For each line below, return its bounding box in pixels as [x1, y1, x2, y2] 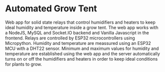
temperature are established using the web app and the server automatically [5, 50, 160, 57]
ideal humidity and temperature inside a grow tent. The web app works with [5, 24, 159, 30]
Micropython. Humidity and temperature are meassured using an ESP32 [5, 40, 151, 46]
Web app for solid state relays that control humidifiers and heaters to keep [5, 19, 156, 25]
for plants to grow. [5, 61, 42, 67]
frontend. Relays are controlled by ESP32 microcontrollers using [5, 35, 135, 41]
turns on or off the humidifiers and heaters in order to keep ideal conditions [5, 56, 158, 62]
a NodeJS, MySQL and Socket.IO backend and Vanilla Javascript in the [5, 30, 149, 36]
